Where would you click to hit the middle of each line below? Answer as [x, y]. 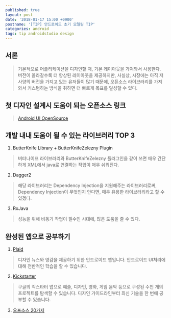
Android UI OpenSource [43, 118]
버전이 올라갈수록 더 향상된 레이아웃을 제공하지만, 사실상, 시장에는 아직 [88, 75]
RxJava [20, 208]
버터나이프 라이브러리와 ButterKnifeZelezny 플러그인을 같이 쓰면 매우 [87, 158]
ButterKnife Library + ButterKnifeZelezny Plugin [63, 148]
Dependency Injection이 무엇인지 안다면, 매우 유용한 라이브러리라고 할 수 [91, 192]
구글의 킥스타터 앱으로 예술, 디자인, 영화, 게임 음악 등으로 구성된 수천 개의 [90, 287]
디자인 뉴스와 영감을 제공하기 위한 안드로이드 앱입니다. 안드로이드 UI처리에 [92, 260]
